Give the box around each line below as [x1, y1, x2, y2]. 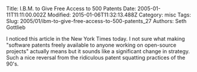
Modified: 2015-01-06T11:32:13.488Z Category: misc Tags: [47, 11, 192, 18]
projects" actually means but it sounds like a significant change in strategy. [6, 48, 190, 55]
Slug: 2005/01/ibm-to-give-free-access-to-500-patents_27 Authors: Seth [6, 18, 187, 24]
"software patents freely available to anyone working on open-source [6, 41, 177, 48]
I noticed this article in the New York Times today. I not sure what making [6, 35, 186, 42]
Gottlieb [6, 24, 26, 31]
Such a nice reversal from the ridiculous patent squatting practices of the [6, 54, 186, 61]
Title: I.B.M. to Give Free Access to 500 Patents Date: [6, 5, 136, 12]
